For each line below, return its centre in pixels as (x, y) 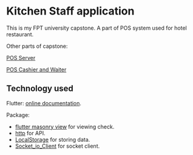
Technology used (40, 89)
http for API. (30, 133)
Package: (18, 115)
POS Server (21, 58)
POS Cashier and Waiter (36, 69)
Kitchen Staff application (70, 11)
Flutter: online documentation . (44, 103)
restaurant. (20, 34)
